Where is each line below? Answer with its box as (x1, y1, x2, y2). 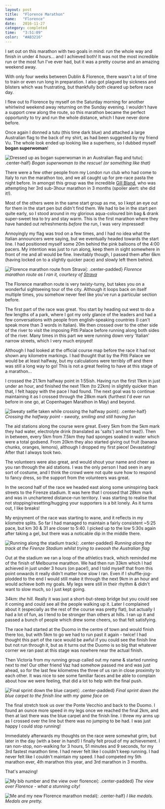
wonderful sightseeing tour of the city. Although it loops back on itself (5, 286, 147, 292)
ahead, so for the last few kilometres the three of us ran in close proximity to (5, 667, 160, 673)
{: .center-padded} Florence (85, 266, 142, 272)
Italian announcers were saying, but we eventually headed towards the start (5, 235, 159, 242)
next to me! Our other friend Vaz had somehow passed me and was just (5, 662, 151, 668)
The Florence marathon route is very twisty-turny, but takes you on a (5, 281, 145, 287)
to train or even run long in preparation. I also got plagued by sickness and (5, 78, 156, 84)
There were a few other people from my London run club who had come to (5, 169, 157, 175)
